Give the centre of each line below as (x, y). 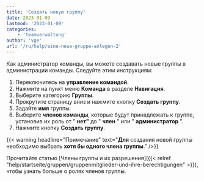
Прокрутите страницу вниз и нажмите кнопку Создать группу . (98, 101)
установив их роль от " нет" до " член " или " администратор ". (99, 121)
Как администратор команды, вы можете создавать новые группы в (96, 64)
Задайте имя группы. (43, 108)
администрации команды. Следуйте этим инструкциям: (79, 70)
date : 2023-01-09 (28, 18)
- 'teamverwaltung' (42, 35)
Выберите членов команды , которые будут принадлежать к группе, (104, 115)
